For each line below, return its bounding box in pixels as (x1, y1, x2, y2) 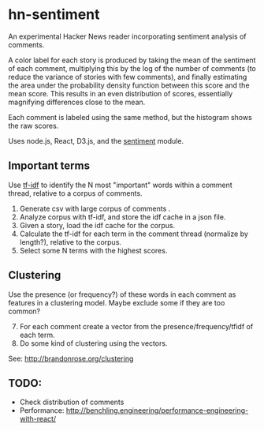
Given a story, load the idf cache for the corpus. (19, 220, 176, 230)
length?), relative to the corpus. (19, 237, 122, 246)
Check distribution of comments (19, 397, 125, 407)
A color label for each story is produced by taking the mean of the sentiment (8, 55, 256, 65)
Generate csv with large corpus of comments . (19, 204, 171, 213)
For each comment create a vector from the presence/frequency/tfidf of (19, 321, 254, 331)
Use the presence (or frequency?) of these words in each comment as (8, 290, 236, 299)
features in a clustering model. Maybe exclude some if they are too (8, 298, 225, 307)
